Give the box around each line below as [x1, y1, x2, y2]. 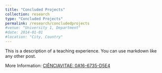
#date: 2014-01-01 [5, 30, 43, 35]
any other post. [5, 53, 36, 59]
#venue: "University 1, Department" [5, 25, 81, 30]
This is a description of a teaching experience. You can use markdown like [5, 48, 157, 54]
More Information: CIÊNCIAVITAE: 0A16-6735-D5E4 [5, 62, 110, 69]
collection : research [5, 12, 50, 17]
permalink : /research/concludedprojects [5, 21, 90, 26]
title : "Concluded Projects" [5, 7, 65, 12]
